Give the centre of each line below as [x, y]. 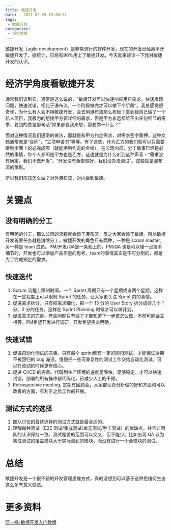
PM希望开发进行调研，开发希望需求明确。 [70, 322]
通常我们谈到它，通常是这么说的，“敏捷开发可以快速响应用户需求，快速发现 [84, 99]
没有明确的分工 [29, 221]
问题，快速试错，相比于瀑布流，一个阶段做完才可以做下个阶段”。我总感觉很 [84, 105]
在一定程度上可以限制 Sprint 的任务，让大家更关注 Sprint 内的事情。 [83, 296]
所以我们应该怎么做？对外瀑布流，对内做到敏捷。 [56, 178]
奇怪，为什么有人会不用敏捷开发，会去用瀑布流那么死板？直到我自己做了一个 [85, 111]
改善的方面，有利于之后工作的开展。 [51, 391]
